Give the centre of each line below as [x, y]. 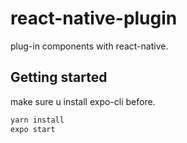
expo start [33, 129]
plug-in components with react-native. [89, 46]
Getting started [59, 77]
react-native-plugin [94, 18]
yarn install [37, 120]
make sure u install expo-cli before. [83, 101]
